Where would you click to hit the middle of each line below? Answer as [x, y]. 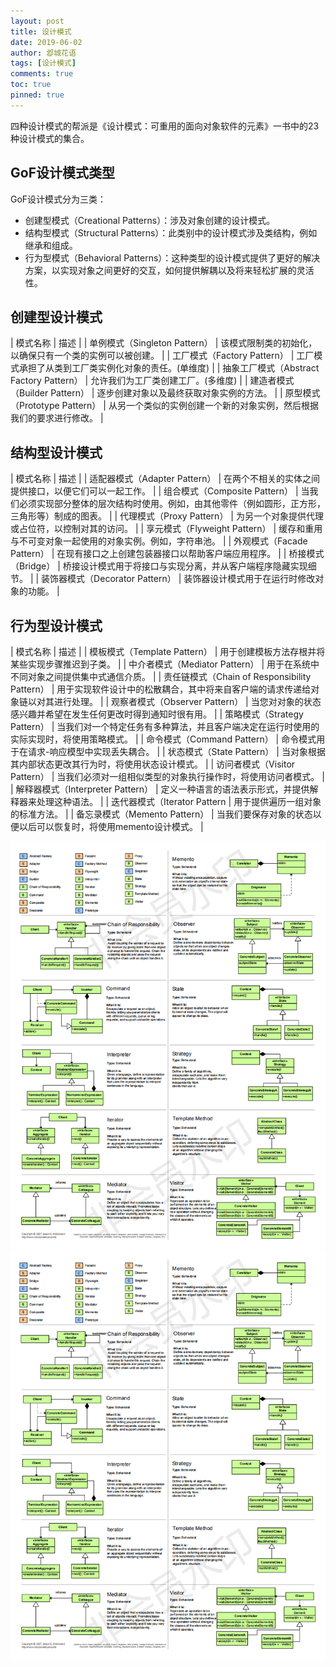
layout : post [37, 21]
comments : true [42, 74]
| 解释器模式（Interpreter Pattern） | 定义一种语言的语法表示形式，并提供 [160, 789]
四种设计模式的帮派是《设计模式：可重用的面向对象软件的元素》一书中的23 [165, 126]
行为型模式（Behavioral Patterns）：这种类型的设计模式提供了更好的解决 [172, 257]
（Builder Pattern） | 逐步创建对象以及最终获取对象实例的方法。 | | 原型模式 [165, 393]
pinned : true [37, 95]
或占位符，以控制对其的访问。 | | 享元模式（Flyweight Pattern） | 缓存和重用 [166, 529]
